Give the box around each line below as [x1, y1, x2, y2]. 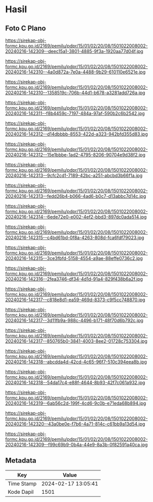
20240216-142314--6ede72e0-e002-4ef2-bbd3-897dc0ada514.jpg [5, 214, 147, 220]
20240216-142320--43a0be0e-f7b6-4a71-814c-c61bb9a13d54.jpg [5, 421, 145, 427]
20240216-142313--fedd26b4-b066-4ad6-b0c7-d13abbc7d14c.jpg [5, 193, 146, 199]
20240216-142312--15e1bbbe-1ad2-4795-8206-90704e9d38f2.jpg [5, 152, 146, 157]
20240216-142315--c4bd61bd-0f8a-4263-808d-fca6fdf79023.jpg [5, 234, 144, 241]
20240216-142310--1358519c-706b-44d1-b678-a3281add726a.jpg [5, 90, 145, 95]
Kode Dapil [8, 488, 34, 495]
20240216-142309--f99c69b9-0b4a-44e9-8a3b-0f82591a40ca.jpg [5, 442, 148, 447]
